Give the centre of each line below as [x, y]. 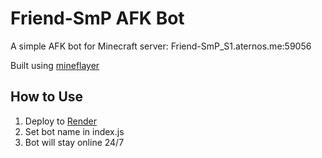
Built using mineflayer [55, 65]
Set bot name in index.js [74, 131]
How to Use [47, 97]
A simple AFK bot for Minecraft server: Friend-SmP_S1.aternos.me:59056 [161, 46]
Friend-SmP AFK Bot [97, 18]
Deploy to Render [60, 121]
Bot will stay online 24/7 [74, 142]
